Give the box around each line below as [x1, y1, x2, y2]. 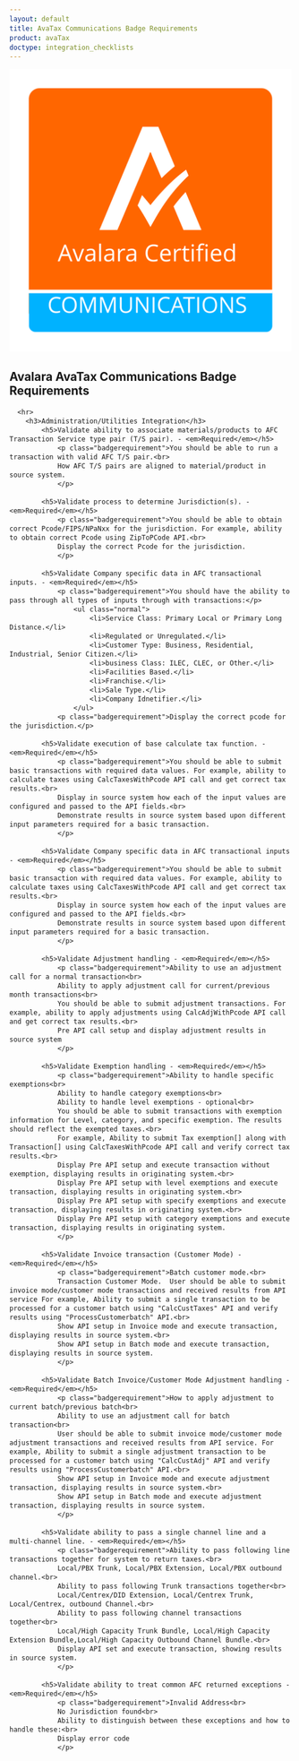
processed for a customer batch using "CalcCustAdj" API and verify [9, 1456, 270, 1465]
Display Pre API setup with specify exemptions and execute [56, 1196, 286, 1205]
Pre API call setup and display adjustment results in [56, 1026, 267, 1035]
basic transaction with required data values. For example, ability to [9, 874, 282, 883]
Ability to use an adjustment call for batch [56, 1411, 230, 1420]
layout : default [9, 14, 70, 23]
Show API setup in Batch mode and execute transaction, [56, 1340, 270, 1349]
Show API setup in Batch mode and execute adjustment [56, 1492, 262, 1501]
